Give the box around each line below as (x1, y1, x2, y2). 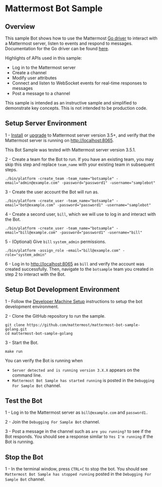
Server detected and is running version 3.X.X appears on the (12, 367, 140, 373)
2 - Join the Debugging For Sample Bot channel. (5, 419, 100, 425)
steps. (5, 166, 18, 172)
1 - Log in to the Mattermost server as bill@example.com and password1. (5, 409, 148, 415)
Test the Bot (5, 397, 43, 405)
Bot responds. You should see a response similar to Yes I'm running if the (5, 434, 153, 440)
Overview (5, 22, 36, 31)
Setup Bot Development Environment (5, 285, 120, 294)
